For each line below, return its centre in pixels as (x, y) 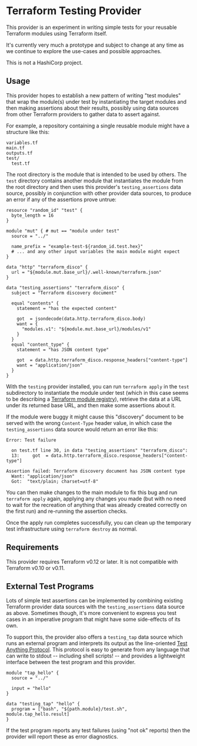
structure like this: (28, 132)
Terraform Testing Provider (74, 11)
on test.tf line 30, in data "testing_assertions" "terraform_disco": (100, 450)
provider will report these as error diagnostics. (62, 737)
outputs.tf (19, 153)
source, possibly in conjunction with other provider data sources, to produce (99, 193)
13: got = (30, 456)
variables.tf (22, 143)
